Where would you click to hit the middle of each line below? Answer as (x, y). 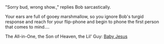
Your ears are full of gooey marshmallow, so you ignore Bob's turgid (74, 16)
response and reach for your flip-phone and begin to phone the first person (82, 22)
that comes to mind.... (27, 27)
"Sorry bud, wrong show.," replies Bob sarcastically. (58, 7)
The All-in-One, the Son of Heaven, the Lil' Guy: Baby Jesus (66, 36)
